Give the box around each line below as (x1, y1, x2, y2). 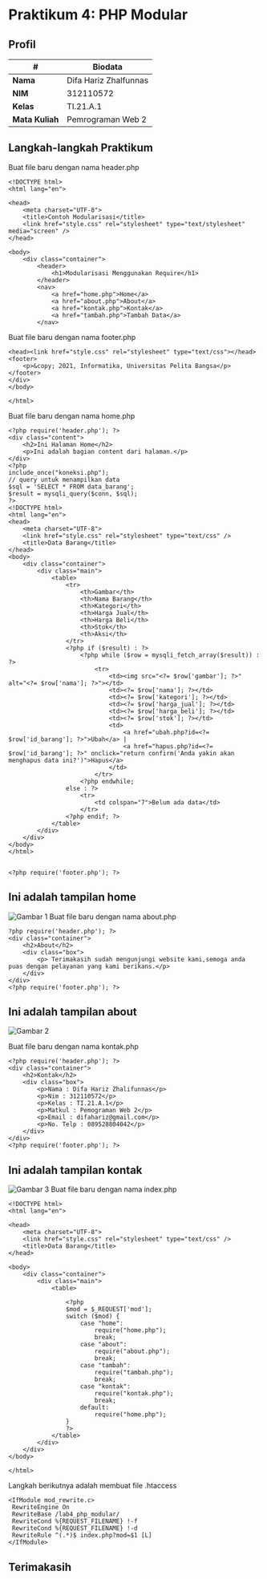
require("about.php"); (94, 1347, 171, 1356)
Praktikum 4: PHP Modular (8, 6, 188, 24)
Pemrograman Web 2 (67, 114, 147, 125)
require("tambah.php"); (94, 1369, 174, 1377)
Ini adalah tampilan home (8, 890, 136, 904)
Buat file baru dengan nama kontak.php (8, 1042, 139, 1051)
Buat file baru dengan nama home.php (8, 411, 136, 420)
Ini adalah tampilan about (8, 1005, 138, 1019)
